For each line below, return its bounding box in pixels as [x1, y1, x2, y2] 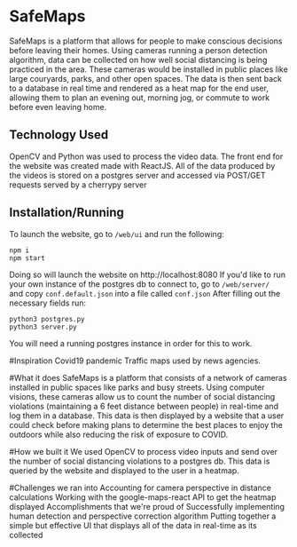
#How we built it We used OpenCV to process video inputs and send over [9, 446, 277, 456]
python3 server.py [9, 322, 77, 331]
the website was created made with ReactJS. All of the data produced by [9, 160, 276, 170]
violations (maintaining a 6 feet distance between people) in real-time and [9, 400, 279, 411]
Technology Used [9, 127, 109, 143]
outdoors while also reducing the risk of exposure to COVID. [9, 429, 229, 440]
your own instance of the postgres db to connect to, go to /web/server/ [9, 278, 270, 289]
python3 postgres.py [9, 314, 86, 323]
